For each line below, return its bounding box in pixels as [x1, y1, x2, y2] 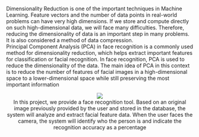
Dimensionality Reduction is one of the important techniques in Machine [6, 5, 182, 12]
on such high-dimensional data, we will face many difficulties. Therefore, [6, 24, 185, 31]
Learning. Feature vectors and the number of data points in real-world [6, 11, 177, 18]
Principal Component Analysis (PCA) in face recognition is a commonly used [6, 43, 194, 50]
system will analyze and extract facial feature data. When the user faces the [7, 111, 193, 118]
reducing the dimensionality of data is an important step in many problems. [6, 30, 190, 38]
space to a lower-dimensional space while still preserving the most [6, 74, 170, 82]
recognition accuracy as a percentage [53, 124, 147, 130]
